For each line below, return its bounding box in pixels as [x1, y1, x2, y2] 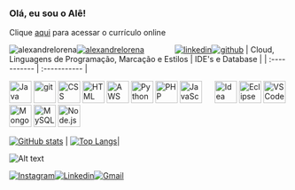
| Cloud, [245, 44, 275, 55]
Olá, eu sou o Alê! [9, 7, 87, 20]
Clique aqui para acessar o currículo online [9, 28, 167, 38]
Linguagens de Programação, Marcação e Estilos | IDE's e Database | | [9, 54, 268, 65]
